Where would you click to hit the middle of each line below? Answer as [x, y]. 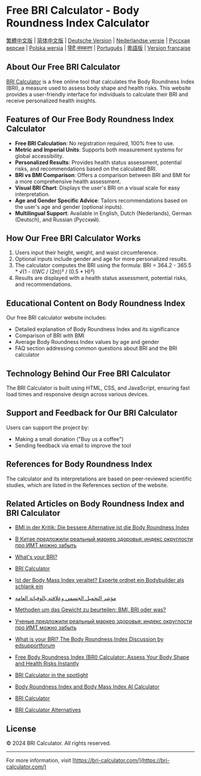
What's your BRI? [36, 557]
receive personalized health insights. [51, 101]
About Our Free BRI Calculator [63, 67]
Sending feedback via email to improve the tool [73, 445]
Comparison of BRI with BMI [50, 336]
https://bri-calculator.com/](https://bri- [122, 760]
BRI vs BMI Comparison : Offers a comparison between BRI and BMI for [103, 175]
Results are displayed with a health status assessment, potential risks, [101, 278]
